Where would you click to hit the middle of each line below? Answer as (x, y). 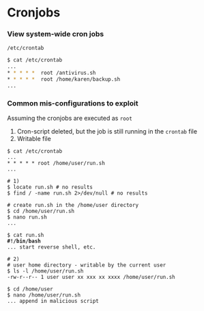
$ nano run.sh (27, 217)
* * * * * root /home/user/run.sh (56, 163)
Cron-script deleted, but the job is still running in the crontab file (107, 132)
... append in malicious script (53, 301)
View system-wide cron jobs (56, 34)
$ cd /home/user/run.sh (41, 211)
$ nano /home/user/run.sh (44, 295)
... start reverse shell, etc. (52, 247)
